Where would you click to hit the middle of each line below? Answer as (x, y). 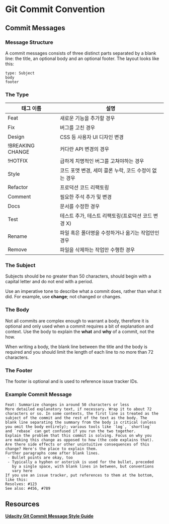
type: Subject (20, 73)
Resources (22, 504)
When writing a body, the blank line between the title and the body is (76, 347)
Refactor (18, 187)
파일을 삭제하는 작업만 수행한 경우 (97, 250)
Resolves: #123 (21, 484)
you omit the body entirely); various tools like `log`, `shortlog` (78, 427)
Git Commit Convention (55, 9)
